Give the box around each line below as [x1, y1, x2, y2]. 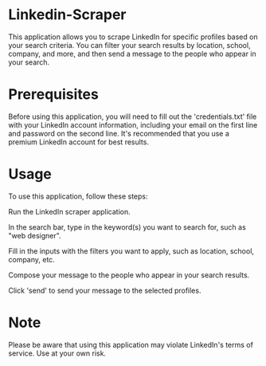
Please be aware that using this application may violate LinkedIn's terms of [8, 340, 253, 349]
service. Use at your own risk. [8, 348, 106, 358]
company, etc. [8, 254, 56, 264]
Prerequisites [8, 85, 100, 104]
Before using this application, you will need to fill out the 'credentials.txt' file [8, 112, 257, 121]
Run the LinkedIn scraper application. [8, 207, 131, 216]
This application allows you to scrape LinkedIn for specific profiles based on [8, 32, 258, 41]
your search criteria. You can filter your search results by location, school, [8, 40, 251, 49]
